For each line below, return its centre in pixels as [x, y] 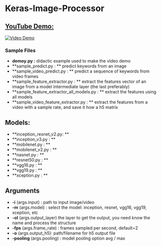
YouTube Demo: [29, 26]
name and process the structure [44, 223]
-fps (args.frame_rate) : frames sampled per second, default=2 [75, 228]
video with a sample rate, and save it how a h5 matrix [65, 108]
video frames [25, 77]
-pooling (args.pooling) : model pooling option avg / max [69, 238]
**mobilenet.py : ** [31, 145]
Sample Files [20, 50]
